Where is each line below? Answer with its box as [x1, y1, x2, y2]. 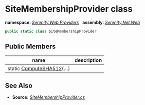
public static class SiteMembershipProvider [5, 29, 97, 34]
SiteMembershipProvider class [5, 3, 133, 15]
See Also [5, 82, 33, 90]
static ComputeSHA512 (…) [7, 65, 70, 71]
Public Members [5, 42, 56, 51]
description [74, 57, 102, 64]
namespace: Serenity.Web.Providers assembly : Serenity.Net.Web [5, 19, 140, 25]
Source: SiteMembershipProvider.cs [12, 94, 85, 100]
